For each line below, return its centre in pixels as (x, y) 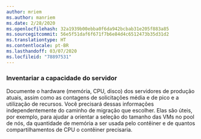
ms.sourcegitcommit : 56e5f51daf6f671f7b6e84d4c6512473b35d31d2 (88, 34)
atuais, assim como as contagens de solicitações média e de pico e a (93, 97)
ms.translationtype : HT (36, 40)
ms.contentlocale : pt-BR (38, 46)
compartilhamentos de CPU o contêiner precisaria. (70, 129)
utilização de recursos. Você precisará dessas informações (80, 104)
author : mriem (24, 12)
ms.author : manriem (31, 18)
